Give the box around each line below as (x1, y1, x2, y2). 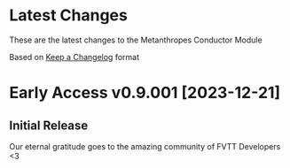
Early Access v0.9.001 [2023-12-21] (9, 83, 281, 103)
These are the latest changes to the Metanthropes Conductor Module (9, 34, 263, 45)
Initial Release (9, 118, 89, 133)
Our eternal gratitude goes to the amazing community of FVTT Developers (9, 141, 281, 151)
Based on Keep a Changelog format (9, 51, 140, 62)
